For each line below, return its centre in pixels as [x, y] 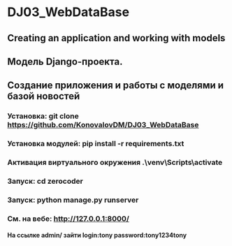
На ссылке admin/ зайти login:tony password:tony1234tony [97, 236]
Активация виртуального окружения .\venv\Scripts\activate [115, 163]
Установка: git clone [43, 116]
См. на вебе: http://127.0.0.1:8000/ [68, 219]
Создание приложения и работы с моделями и [116, 86]
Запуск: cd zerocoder [45, 181]
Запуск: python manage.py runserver [73, 200]
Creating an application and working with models [116, 38]
